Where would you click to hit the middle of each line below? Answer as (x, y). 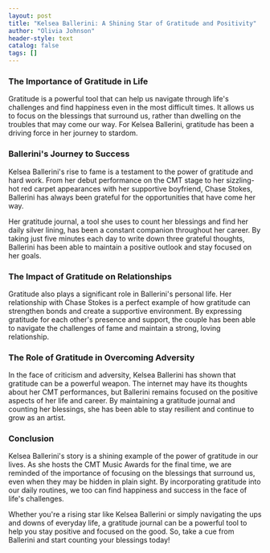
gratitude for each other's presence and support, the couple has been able (132, 320)
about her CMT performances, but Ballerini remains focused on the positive (133, 392)
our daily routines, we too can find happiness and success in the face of (128, 490)
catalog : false (34, 46)
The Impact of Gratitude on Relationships (90, 276)
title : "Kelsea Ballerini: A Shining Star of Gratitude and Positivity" (133, 23)
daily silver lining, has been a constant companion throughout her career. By (135, 229)
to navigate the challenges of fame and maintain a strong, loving (115, 328)
